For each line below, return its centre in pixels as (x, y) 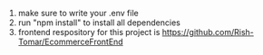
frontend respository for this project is (89, 32)
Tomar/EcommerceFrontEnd (71, 41)
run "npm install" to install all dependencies (99, 23)
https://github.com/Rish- (208, 32)
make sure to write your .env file (78, 13)
